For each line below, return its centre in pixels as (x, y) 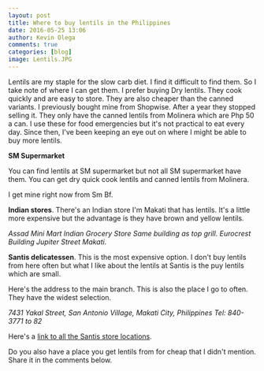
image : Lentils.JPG (40, 60)
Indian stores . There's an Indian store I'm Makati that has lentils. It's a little (129, 210)
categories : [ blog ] (40, 52)
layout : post (30, 15)
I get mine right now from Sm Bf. (61, 195)
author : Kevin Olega (42, 37)
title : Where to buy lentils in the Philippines (89, 23)
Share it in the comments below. (60, 360)
